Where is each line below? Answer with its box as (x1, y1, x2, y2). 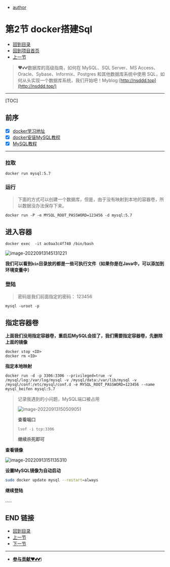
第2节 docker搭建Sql (5, 24, 93, 35)
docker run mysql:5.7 (5, 171, 51, 176)
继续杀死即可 (17, 436, 45, 442)
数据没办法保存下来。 (22, 202, 67, 209)
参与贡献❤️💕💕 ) (12, 556, 42, 562)
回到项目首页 (12, 48, 39, 54)
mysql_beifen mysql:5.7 (5, 387, 56, 392)
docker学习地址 (12, 128, 46, 134)
